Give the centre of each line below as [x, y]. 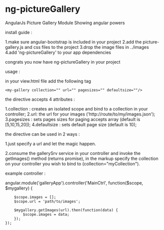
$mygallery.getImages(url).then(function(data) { [66, 210]
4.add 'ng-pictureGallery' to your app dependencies [58, 52]
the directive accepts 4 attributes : [40, 99]
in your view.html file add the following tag [48, 81]
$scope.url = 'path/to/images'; [47, 201]
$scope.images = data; [46, 214]
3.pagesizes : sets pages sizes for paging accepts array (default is [73, 119]
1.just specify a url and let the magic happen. [51, 144]
